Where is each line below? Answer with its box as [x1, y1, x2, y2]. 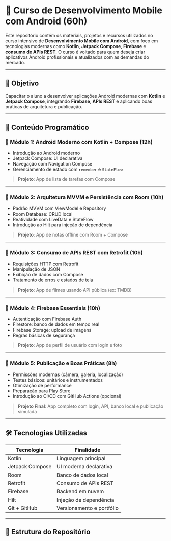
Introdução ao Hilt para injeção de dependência [12, 222, 113, 228]
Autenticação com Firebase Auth [12, 316, 82, 322]
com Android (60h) [5, 15, 88, 27]
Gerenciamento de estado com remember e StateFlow [12, 166, 123, 173]
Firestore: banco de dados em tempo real [12, 321, 100, 327]
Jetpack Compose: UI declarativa [12, 155, 83, 161]
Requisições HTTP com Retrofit [12, 261, 79, 267]
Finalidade [74, 446, 101, 454]
